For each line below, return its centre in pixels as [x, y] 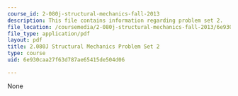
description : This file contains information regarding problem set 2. [115, 20]
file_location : [30, 27]
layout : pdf [25, 40]
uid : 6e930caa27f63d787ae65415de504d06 [66, 60]
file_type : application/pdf [49, 34]
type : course [27, 54]
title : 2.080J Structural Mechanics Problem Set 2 [84, 47]
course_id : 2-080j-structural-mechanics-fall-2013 [84, 14]
